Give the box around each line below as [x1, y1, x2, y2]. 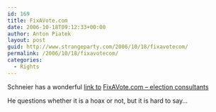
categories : [7, 57, 42, 64]
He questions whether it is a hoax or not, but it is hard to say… [7, 96, 188, 105]
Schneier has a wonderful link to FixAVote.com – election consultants [7, 82, 209, 91]
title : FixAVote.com [7, 17, 69, 24]
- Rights [13, 63, 40, 70]
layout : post [7, 37, 46, 44]
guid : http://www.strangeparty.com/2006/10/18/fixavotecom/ [7, 43, 189, 50]
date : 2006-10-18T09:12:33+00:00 [7, 23, 106, 30]
